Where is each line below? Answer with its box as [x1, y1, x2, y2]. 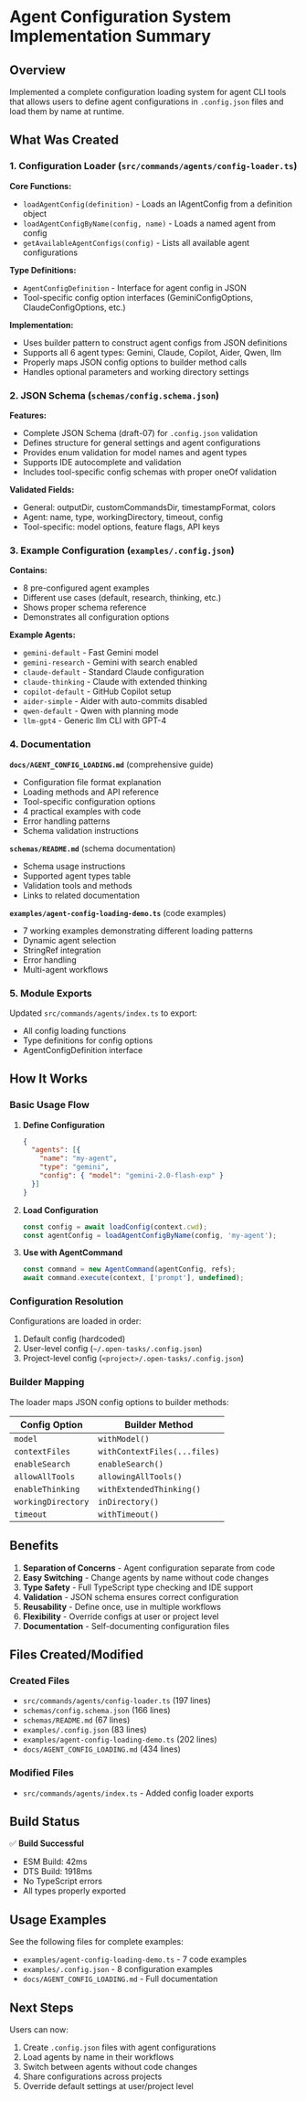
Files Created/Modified [9, 1647, 144, 1662]
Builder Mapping [9, 1376, 85, 1389]
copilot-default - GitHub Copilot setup [22, 686, 172, 697]
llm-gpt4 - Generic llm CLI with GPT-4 [22, 715, 167, 726]
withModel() [97, 1434, 150, 1444]
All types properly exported [22, 1885, 126, 1896]
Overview [9, 62, 67, 78]
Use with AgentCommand [22, 1247, 123, 1258]
